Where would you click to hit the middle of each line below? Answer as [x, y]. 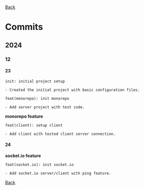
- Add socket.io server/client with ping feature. [58, 173]
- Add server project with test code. [45, 107]
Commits [24, 27]
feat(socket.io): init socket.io [39, 164]
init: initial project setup [35, 81]
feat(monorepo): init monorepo [37, 98]
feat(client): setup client [34, 125]
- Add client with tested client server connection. [60, 134]
